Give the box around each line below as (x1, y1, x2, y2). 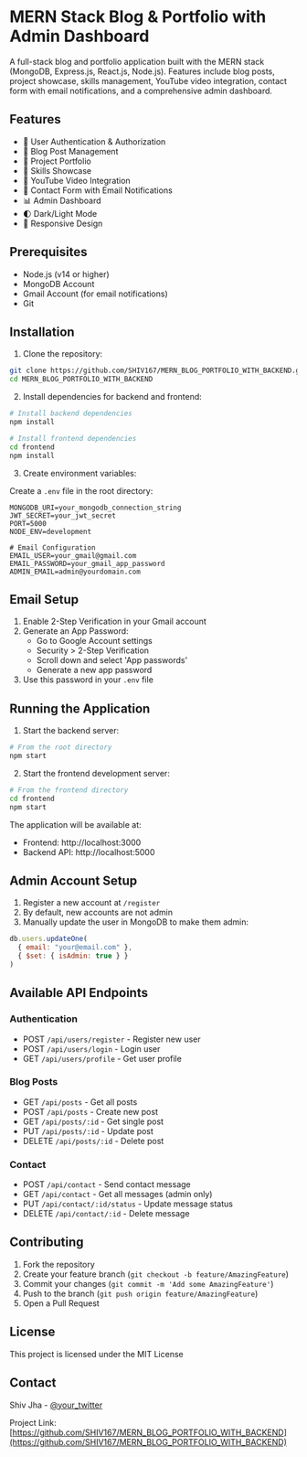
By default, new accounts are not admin (22, 907, 174, 918)
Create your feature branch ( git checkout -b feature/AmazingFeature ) (22, 1269, 290, 1280)
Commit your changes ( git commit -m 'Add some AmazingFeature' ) (22, 1278, 274, 1289)
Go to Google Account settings (36, 636, 153, 647)
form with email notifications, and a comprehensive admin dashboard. (9, 85, 272, 96)
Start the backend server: (22, 725, 120, 736)
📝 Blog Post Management (22, 145, 119, 156)
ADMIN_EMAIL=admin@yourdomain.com (9, 567, 142, 576)
